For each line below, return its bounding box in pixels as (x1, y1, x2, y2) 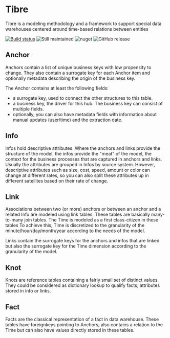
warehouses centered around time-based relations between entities (5, 26, 148, 32)
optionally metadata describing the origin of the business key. (5, 75, 136, 81)
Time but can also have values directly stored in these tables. (5, 327, 135, 333)
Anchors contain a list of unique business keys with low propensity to (5, 64, 152, 70)
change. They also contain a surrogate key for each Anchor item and (5, 70, 150, 76)
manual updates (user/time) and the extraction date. (12, 117, 123, 123)
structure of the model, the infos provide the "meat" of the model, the (5, 150, 152, 156)
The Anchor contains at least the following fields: (5, 85, 109, 91)
